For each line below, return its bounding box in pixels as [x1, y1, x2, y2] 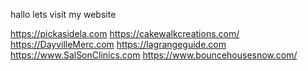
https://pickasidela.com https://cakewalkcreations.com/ [10, 28, 240, 39]
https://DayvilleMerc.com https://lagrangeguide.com [10, 39, 227, 50]
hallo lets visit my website [10, 9, 117, 20]
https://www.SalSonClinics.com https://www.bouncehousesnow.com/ [10, 49, 298, 61]
